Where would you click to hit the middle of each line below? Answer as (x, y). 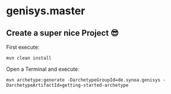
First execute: (23, 47)
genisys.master (46, 11)
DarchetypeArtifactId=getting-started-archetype (67, 85)
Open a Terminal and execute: (43, 69)
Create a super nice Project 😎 (62, 33)
